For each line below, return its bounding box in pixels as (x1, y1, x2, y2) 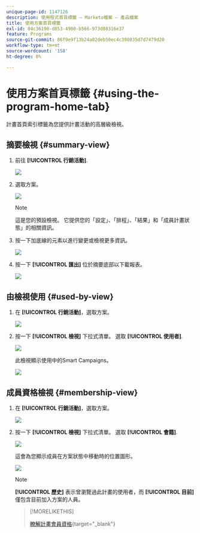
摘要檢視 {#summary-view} (6, 140, 110, 150)
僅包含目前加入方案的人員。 (14, 496, 84, 503)
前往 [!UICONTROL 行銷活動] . (14, 157, 88, 164)
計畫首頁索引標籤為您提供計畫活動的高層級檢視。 (6, 120, 127, 128)
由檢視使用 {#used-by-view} (6, 291, 114, 301)
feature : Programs (6, 31, 52, 37)
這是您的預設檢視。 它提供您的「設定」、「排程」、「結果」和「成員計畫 (14, 217, 184, 224)
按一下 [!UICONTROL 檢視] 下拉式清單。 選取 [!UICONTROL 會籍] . (14, 428, 178, 436)
